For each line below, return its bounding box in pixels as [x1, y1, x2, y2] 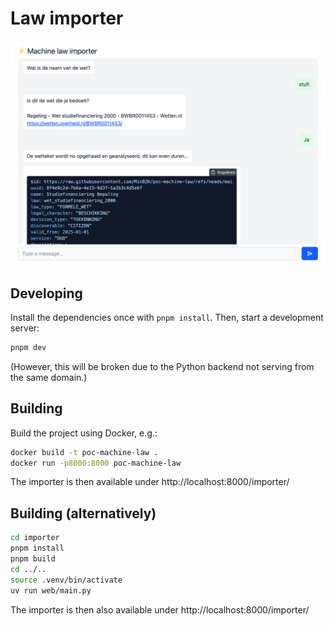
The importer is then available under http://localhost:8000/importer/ [10, 476, 290, 488]
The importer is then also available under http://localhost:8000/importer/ [10, 603, 310, 616]
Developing [10, 285, 83, 302]
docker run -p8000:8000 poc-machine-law [10, 458, 182, 468]
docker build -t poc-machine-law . [10, 447, 159, 457]
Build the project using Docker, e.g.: [10, 427, 158, 439]
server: [10, 322, 40, 334]
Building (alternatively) [10, 505, 157, 522]
